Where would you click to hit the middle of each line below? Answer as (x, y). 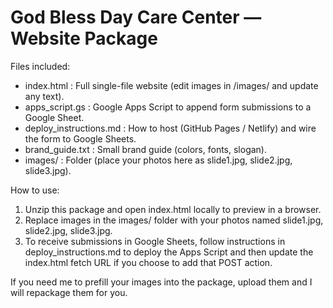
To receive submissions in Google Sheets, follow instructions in (155, 241)
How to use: (35, 190)
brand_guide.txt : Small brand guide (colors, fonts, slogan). (146, 149)
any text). (44, 96)
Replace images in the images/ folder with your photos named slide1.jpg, (174, 220)
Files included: (40, 66)
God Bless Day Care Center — (136, 17)
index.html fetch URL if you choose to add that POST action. (148, 262)
